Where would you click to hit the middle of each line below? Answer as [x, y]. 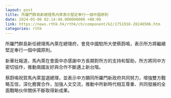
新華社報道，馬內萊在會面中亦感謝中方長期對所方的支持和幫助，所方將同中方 [85, 61]
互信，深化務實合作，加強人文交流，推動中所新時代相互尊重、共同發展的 [85, 84]
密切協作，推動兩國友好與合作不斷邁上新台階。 [54, 67]
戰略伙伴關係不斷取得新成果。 [41, 90]
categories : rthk [24, 29]
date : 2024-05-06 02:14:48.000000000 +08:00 [53, 19]
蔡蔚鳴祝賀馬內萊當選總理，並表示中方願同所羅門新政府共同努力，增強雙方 [83, 78]
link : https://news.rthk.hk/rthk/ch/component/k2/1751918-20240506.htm [83, 24]
